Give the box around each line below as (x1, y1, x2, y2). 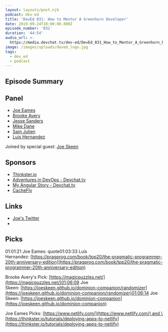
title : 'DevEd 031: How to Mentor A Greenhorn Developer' (5, 17, 128, 22)
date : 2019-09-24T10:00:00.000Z (5, 21, 72, 27)
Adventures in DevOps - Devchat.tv (12, 177, 86, 183)
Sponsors (5, 158, 36, 167)
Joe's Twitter (12, 215, 40, 221)
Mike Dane (12, 123, 35, 129)
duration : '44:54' (5, 31, 43, 36)
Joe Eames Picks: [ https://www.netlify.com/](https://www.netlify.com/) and (5, 310, 160, 316)
